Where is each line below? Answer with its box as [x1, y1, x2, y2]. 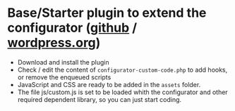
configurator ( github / [7, 20, 138, 36]
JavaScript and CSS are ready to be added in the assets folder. [17, 80, 201, 89]
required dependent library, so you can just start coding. [17, 95, 182, 103]
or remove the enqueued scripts [17, 72, 112, 81]
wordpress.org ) [7, 35, 101, 51]
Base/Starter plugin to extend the [7, 5, 207, 21]
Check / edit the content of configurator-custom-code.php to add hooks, [17, 65, 228, 74]
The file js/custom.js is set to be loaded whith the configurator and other [17, 88, 228, 96]
